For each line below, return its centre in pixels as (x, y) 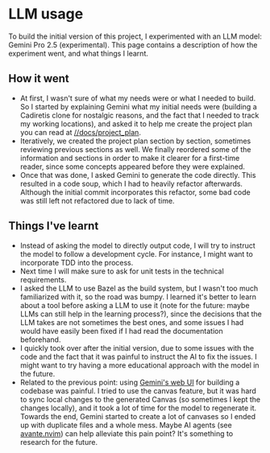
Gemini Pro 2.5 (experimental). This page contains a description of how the (133, 44)
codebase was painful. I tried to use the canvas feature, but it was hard (138, 390)
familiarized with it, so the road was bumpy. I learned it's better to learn (138, 297)
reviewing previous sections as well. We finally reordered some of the (135, 149)
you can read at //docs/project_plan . (80, 132)
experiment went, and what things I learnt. (79, 53)
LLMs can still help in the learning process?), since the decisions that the (141, 314)
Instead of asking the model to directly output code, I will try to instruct (137, 245)
